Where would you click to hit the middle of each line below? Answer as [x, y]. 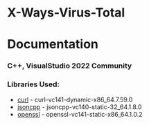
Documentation [53, 45]
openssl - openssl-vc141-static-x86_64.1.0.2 [80, 114]
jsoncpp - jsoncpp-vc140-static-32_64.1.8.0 [79, 107]
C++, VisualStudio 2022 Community [70, 66]
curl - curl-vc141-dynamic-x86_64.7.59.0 [75, 99]
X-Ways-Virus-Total [66, 13]
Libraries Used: [34, 84]
